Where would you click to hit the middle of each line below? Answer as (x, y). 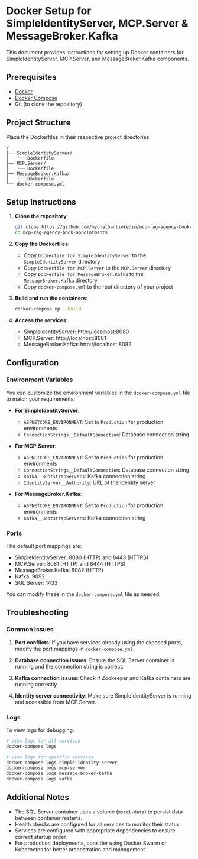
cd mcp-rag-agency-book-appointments (61, 233)
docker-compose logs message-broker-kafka (59, 774)
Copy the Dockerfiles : (42, 244)
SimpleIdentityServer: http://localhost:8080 (76, 332)
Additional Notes (38, 797)
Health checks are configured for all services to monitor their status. (98, 824)
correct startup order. (41, 837)
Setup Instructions (41, 202)
